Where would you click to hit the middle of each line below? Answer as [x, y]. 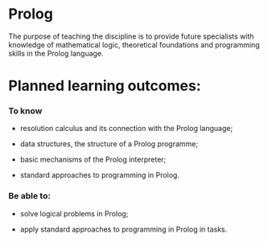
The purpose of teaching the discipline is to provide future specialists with [131, 36]
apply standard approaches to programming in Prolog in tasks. [124, 229]
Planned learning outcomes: [105, 86]
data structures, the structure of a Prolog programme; [109, 144]
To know [25, 111]
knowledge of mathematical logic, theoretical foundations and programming [134, 44]
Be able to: [29, 196]
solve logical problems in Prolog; [74, 213]
